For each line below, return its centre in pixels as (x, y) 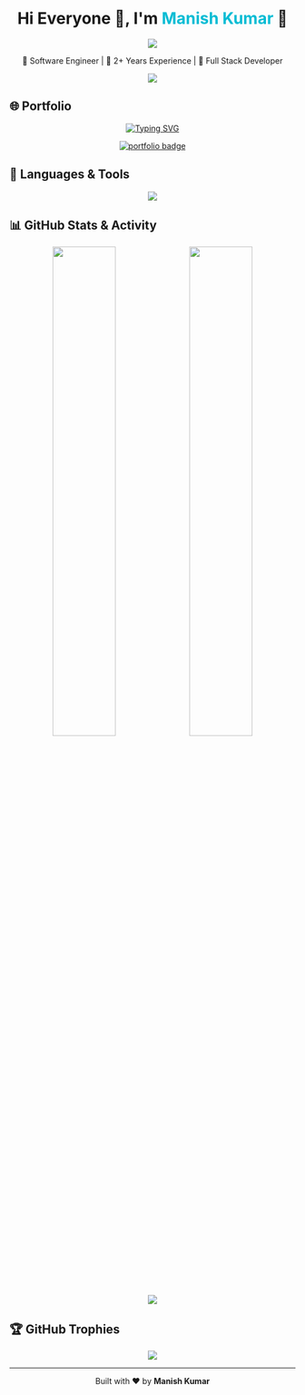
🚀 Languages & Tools (69, 175)
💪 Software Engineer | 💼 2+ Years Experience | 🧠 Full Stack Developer (152, 60)
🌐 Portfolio (41, 107)
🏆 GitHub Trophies (65, 1329)
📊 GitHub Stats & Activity (83, 225)
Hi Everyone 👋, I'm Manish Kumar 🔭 (152, 19)
